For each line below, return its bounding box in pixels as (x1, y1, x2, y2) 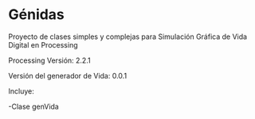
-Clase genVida (8, 102, 60, 111)
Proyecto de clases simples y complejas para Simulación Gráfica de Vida (8, 32, 248, 41)
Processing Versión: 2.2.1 (8, 56, 91, 65)
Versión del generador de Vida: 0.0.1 (8, 71, 127, 80)
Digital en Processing (8, 40, 78, 49)
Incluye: (8, 86, 34, 96)
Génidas (8, 6, 65, 24)
